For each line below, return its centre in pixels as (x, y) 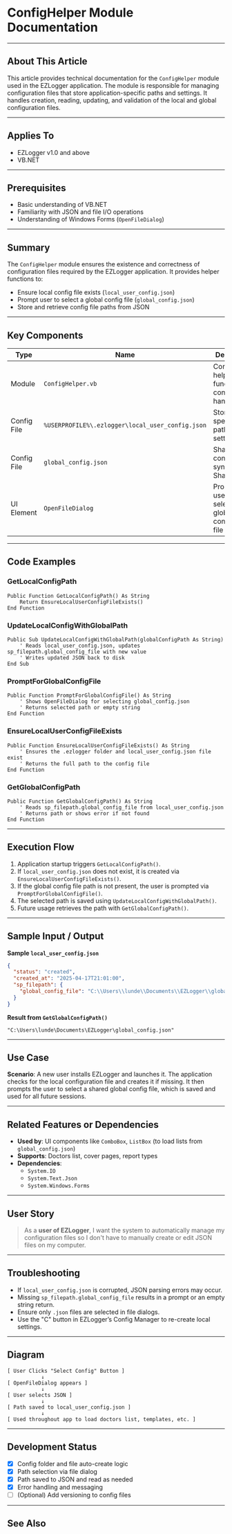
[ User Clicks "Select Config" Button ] (66, 1371)
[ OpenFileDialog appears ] (48, 1383)
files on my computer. (55, 1245)
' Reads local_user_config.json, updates (80, 646)
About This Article (47, 61)
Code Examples (41, 562)
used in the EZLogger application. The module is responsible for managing (113, 85)
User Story (31, 1213)
